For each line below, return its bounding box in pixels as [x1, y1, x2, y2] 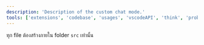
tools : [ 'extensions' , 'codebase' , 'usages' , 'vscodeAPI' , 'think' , [6, 15, 183, 21]
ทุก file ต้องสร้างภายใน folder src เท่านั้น [6, 31, 94, 38]
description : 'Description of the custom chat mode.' [6, 9, 146, 15]
